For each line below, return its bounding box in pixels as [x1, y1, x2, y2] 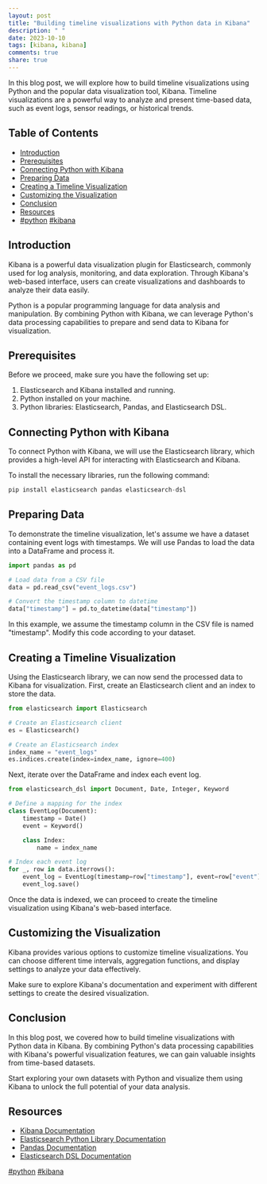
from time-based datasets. [8, 1057, 95, 1068]
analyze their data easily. [8, 284, 90, 295]
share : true [8, 57, 48, 65]
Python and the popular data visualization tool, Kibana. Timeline [8, 86, 217, 96]
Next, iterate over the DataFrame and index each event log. [8, 770, 201, 779]
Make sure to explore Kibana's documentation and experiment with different [8, 979, 257, 989]
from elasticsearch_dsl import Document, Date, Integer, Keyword [8, 786, 229, 794]
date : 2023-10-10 [8, 33, 66, 42]
